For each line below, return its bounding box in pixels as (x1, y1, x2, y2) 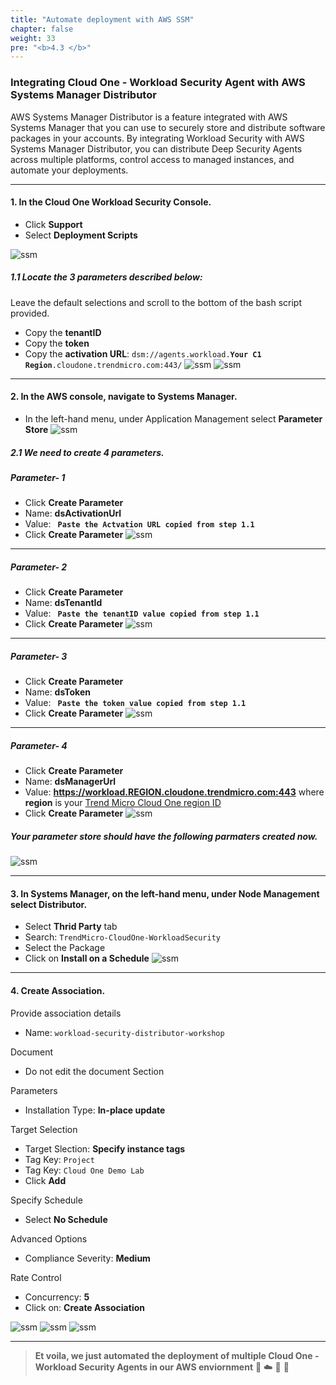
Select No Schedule (24, 1213, 108, 1225)
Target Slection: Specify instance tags (24, 1142, 186, 1155)
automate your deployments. (10, 164, 129, 176)
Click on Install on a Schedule (24, 952, 150, 965)
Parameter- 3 (10, 650, 68, 662)
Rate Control (10, 1271, 62, 1283)
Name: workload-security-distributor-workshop (24, 1026, 225, 1038)
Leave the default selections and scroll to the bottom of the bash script (10, 296, 303, 308)
